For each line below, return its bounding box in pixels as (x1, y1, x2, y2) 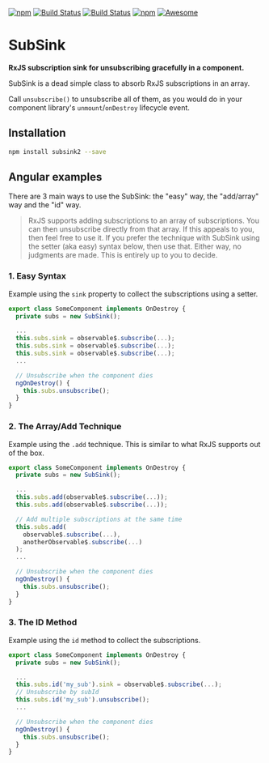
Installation (8, 126, 66, 140)
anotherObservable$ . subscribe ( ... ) (23, 538, 143, 546)
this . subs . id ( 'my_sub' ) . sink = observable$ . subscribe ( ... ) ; (15, 680, 222, 688)
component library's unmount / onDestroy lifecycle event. (8, 102, 190, 113)
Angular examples (8, 170, 103, 184)
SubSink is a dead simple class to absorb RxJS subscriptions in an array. (8, 78, 250, 88)
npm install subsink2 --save (8, 147, 107, 156)
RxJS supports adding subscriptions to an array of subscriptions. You (27, 215, 260, 226)
